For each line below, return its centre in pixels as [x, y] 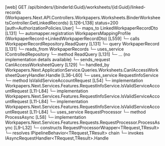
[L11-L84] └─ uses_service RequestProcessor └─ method [88, 112]
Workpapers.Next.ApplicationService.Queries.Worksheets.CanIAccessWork [82, 70]
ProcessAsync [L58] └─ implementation [46, 117]
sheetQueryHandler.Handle [33, 75]
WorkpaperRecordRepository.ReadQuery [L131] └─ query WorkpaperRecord [82, 44]
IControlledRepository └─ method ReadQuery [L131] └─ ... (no [68, 54]
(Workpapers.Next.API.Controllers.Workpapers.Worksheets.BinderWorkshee [83, 18]
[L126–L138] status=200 [94, 23]
